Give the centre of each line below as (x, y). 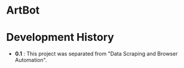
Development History (60, 38)
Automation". (31, 60)
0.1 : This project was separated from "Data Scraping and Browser (96, 54)
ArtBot (23, 10)
